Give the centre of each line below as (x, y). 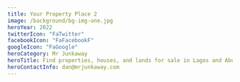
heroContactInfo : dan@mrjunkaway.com (64, 67)
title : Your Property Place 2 (52, 14)
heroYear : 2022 (30, 27)
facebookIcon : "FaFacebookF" (51, 41)
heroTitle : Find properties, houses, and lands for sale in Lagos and (115, 61)
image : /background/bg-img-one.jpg (60, 21)
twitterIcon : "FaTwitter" (46, 34)
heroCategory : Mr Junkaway (47, 54)
